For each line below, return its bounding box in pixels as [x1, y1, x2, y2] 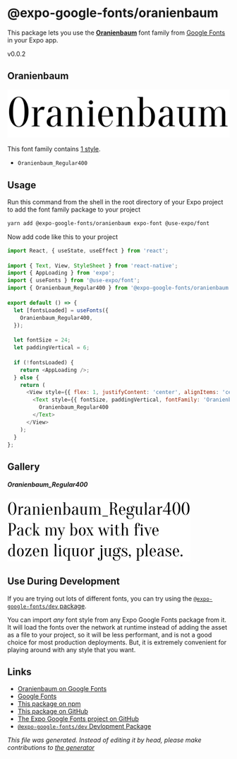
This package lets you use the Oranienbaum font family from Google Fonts [7, 28, 226, 37]
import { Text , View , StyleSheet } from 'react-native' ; [7, 262, 178, 270]
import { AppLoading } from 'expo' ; [7, 270, 115, 277]
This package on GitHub [17, 707, 88, 716]
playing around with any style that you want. [7, 645, 136, 654]
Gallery [7, 460, 40, 473]
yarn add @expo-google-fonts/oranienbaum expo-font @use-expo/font [7, 219, 210, 227]
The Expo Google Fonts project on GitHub [17, 714, 139, 723]
